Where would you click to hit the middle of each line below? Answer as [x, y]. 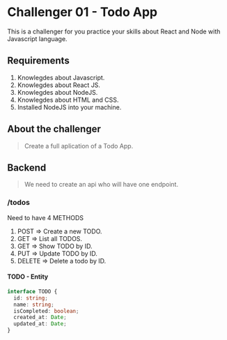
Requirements [38, 61]
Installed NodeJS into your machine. [69, 107]
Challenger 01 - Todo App [83, 12]
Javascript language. [37, 38]
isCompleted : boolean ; [46, 311]
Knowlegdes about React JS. [59, 85]
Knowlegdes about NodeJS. [57, 92]
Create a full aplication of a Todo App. [79, 146]
